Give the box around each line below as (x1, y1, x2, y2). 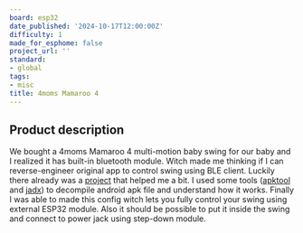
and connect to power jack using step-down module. (9, 213, 206, 224)
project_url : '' (9, 47, 71, 56)
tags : (9, 72, 30, 81)
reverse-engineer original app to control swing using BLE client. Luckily (9, 165, 276, 176)
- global (9, 64, 43, 73)
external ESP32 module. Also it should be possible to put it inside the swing (9, 204, 290, 215)
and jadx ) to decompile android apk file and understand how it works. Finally (9, 184, 295, 195)
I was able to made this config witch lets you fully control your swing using (9, 194, 288, 205)
